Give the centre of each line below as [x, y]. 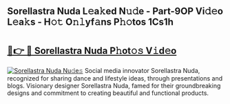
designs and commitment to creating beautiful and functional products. [108, 93]
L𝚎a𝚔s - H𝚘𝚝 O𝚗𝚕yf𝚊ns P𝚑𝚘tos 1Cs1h [90, 22]
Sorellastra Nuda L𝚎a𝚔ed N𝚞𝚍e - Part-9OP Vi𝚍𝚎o [115, 11]
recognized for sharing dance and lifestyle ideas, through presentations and [115, 78]
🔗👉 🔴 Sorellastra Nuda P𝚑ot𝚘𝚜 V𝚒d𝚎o [92, 51]
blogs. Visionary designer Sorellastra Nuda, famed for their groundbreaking [114, 86]
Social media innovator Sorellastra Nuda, [143, 71]
